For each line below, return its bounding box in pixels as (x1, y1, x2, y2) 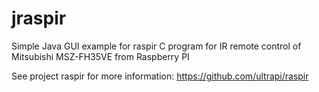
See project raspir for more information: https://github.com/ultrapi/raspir (11, 70, 309, 82)
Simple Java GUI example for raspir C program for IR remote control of (11, 40, 302, 52)
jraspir (11, 7, 67, 30)
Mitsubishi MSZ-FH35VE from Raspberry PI (11, 50, 190, 62)
